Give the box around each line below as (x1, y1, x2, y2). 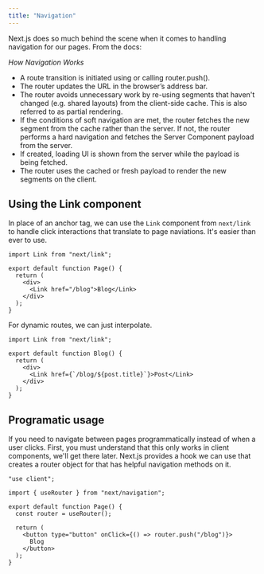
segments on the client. (19, 174, 97, 184)
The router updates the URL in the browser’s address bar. (19, 81, 208, 91)
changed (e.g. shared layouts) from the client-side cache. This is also (19, 98, 247, 107)
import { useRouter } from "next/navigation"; (8, 489, 165, 498)
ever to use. (8, 236, 48, 245)
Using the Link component (8, 197, 142, 211)
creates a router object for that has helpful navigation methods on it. (8, 459, 232, 470)
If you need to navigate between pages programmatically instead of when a (8, 435, 256, 444)
